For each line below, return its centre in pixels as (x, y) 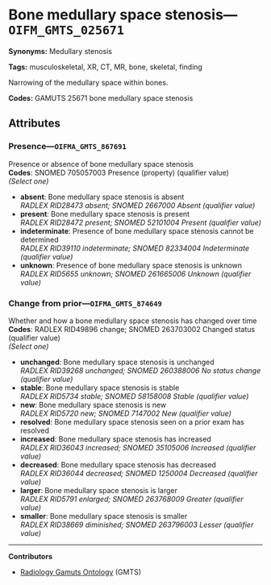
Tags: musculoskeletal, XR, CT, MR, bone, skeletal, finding (106, 67)
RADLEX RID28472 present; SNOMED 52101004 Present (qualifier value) (141, 222)
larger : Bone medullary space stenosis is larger (98, 490)
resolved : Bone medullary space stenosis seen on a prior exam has (132, 421)
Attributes (34, 124)
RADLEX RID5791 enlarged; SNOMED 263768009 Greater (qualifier (131, 499)
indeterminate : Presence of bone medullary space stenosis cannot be (137, 230)
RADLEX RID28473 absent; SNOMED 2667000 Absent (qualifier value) (138, 205)
